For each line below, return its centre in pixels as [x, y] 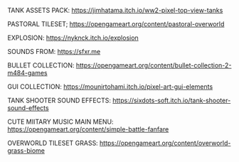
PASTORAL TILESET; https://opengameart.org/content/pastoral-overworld [116, 24]
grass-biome [26, 151]
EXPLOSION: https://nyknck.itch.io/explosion [73, 38]
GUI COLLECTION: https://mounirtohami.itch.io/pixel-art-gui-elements [110, 87]
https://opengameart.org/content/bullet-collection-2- [154, 65]
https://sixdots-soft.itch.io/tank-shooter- [172, 100]
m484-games [27, 73]
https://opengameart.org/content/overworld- [165, 143]
